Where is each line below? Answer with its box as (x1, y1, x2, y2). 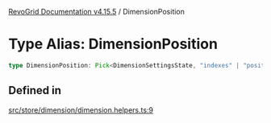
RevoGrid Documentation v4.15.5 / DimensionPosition (8, 7, 186, 16)
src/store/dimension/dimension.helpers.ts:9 (8, 105, 154, 115)
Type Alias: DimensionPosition (8, 35, 218, 53)
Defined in (8, 84, 62, 97)
